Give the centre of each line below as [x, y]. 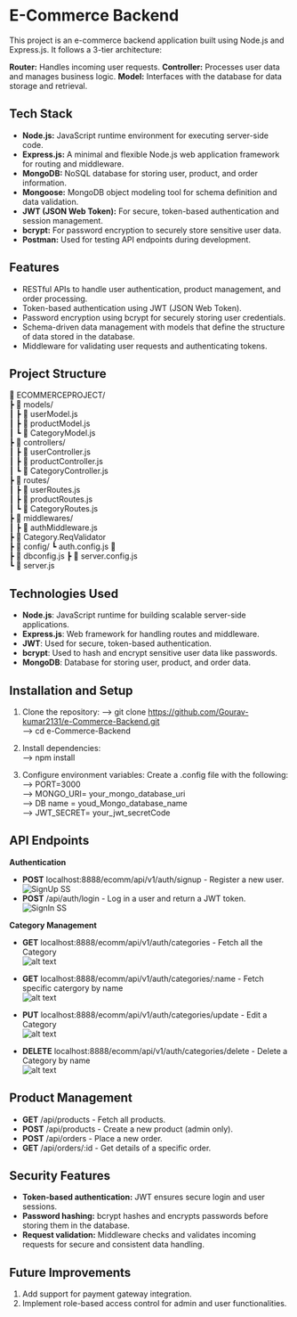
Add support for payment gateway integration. [107, 1294]
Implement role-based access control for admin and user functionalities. [154, 1304]
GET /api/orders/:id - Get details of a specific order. [116, 1148]
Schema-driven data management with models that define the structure [153, 327]
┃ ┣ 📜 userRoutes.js [45, 490]
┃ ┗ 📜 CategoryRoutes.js [54, 509]
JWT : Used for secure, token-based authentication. [116, 643]
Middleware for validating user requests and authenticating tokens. [145, 346]
